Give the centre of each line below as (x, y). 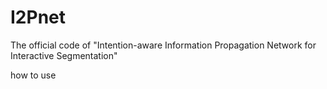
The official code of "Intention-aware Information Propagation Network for (163, 45)
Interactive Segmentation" (64, 55)
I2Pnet (38, 17)
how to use (33, 75)
